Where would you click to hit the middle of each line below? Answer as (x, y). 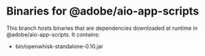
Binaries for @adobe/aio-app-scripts (103, 11)
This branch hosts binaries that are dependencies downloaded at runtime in (102, 28)
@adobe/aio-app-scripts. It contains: (53, 34)
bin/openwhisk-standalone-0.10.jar (59, 46)
